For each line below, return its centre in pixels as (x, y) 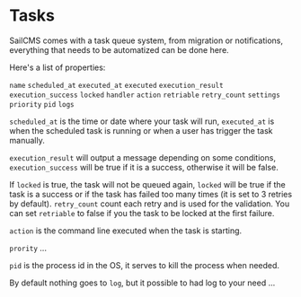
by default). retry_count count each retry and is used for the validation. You (150, 204)
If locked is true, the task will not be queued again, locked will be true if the (147, 184)
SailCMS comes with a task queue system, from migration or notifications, (146, 40)
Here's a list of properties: (58, 67)
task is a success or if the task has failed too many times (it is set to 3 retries (151, 194)
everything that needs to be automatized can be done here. (119, 49)
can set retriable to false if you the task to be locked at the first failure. (142, 213)
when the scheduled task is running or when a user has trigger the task (141, 130)
